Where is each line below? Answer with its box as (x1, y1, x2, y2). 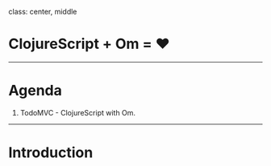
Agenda (8, 82, 62, 99)
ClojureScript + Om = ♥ (8, 35, 171, 53)
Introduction (8, 144, 94, 162)
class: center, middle (8, 7, 77, 16)
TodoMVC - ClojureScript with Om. (19, 107, 135, 117)
